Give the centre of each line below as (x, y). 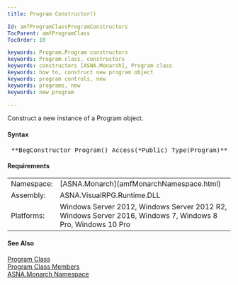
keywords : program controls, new (57, 78)
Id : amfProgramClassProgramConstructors (68, 27)
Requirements (29, 166)
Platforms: (28, 215)
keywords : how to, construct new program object (80, 72)
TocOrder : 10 (27, 40)
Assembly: (28, 195)
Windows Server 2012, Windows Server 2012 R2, (143, 207)
